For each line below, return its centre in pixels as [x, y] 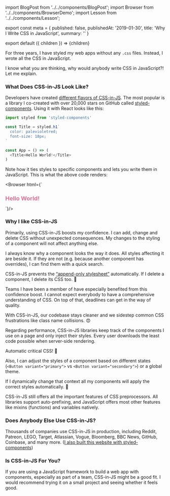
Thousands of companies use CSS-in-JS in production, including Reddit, [81, 432]
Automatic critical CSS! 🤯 [31, 351]
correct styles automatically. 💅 [37, 386]
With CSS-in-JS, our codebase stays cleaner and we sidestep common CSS [84, 315]
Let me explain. [21, 74]
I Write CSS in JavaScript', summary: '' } [47, 33]
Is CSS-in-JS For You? [33, 461]
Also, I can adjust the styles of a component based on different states [78, 361]
